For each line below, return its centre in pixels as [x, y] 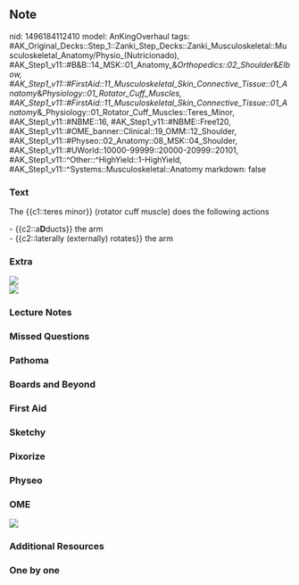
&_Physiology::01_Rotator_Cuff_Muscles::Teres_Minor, [136, 112]
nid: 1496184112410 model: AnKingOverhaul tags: [100, 36]
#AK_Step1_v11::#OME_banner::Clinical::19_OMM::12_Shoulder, [123, 131]
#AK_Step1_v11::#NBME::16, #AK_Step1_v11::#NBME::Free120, [120, 121]
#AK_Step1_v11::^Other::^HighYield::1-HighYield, [96, 159]
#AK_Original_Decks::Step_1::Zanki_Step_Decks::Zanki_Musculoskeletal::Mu [148, 46]
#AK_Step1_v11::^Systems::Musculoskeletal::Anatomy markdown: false [137, 169]
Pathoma [29, 361]
